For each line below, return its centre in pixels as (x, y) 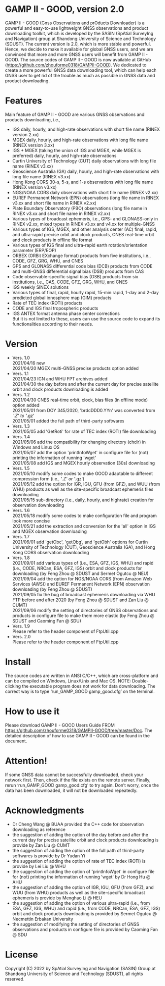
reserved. (15, 979)
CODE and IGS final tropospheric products (55, 308)
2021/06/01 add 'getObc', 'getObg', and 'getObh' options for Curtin (80, 542)
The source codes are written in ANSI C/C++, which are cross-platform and (82, 675)
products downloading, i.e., (33, 119)
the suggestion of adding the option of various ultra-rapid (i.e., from (81, 903)
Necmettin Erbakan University (43, 919)
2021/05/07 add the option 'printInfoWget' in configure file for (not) (80, 452)
